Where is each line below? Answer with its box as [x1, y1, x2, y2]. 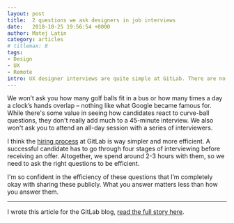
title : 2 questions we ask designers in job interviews [7, 17, 176, 24]
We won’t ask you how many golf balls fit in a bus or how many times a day [7, 94, 223, 102]
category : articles [7, 36, 64, 43]
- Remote [7, 68, 33, 75]
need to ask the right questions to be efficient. [7, 160, 140, 168]
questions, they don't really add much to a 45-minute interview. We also [7, 116, 214, 125]
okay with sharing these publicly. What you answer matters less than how [7, 180, 218, 189]
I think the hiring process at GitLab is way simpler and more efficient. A [7, 137, 210, 146]
